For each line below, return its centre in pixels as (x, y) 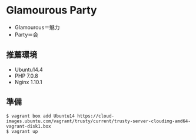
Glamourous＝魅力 (37, 27)
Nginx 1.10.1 (28, 82)
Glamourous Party (52, 10)
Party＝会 (26, 34)
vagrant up (25, 131)
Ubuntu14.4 (29, 69)
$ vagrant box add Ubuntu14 (41, 116)
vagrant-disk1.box (29, 126)
